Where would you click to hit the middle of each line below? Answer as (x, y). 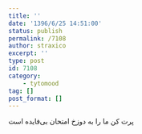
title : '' (25, 16)
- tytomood (41, 83)
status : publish (35, 31)
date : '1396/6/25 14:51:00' (55, 23)
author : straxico (37, 46)
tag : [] (21, 91)
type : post (26, 61)
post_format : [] (35, 98)
